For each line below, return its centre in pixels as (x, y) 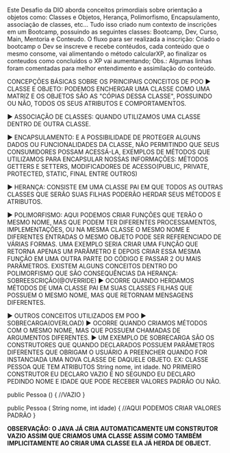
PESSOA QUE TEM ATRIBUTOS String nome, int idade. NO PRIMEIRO (104, 367)
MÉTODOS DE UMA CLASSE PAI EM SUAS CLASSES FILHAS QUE (100, 288)
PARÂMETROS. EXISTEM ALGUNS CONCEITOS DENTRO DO (92, 266)
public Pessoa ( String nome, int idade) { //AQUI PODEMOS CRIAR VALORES (114, 408)
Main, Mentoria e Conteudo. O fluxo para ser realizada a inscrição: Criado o (114, 39)
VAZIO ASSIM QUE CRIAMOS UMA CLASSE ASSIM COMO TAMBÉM (104, 436)
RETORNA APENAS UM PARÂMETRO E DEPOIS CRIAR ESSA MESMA (104, 251)
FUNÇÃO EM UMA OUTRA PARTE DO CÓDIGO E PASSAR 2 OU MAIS (104, 259)
